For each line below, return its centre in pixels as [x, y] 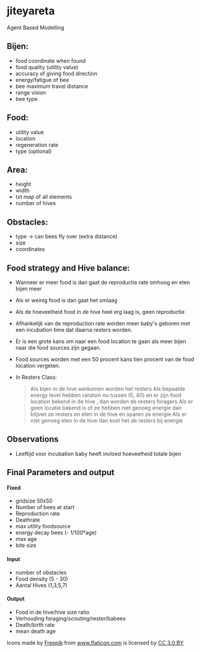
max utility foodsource [43, 527]
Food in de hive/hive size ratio [52, 612]
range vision [31, 92]
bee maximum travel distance [52, 86]
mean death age [36, 631]
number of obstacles [41, 573]
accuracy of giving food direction [56, 74]
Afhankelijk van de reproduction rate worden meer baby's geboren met [103, 323]
